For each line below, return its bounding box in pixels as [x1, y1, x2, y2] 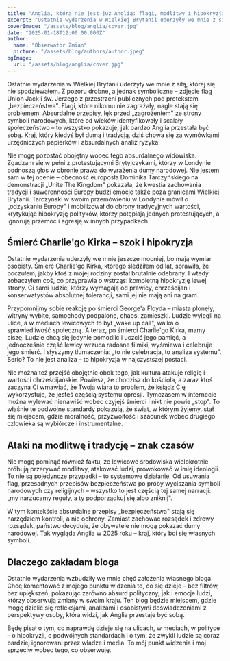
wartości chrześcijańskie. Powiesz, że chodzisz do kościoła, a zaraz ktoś [7, 376, 213, 384]
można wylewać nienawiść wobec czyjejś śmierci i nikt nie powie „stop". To [7, 398, 220, 406]
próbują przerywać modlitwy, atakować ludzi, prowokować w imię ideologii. [7, 465, 220, 473]
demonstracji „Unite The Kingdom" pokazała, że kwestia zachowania [7, 180, 201, 188]
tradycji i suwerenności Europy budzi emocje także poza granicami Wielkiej [7, 188, 220, 196]
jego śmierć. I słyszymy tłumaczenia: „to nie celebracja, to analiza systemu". [7, 348, 222, 356]
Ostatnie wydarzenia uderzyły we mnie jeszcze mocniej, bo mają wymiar [7, 255, 212, 263]
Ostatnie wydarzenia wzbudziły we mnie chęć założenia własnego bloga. [7, 575, 214, 583]
